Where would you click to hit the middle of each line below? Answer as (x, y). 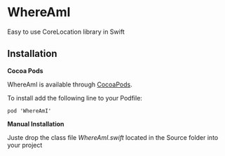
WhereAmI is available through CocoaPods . (70, 84)
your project (25, 145)
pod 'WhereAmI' (29, 111)
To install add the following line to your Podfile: (75, 98)
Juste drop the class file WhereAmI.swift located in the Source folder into (113, 137)
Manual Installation (36, 124)
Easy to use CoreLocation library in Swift (66, 32)
